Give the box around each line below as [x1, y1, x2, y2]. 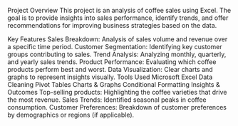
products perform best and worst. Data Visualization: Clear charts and [7, 65, 213, 73]
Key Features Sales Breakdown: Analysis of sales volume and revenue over [7, 35, 228, 43]
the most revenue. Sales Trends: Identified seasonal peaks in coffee [7, 95, 207, 104]
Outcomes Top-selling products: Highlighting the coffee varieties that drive [7, 88, 227, 96]
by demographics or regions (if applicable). [7, 110, 135, 119]
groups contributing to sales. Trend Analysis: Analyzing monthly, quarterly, [7, 50, 227, 58]
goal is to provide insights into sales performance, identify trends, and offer [7, 14, 229, 22]
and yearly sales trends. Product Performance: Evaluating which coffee [7, 58, 217, 66]
